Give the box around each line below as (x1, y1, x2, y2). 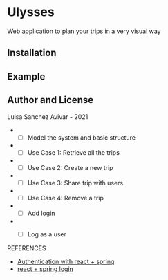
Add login (27, 209, 55, 217)
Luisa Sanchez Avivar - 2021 (7, 112, 88, 121)
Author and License (7, 94, 94, 106)
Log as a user (27, 230, 67, 239)
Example (7, 71, 46, 82)
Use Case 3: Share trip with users (27, 178, 123, 187)
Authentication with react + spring (17, 257, 115, 265)
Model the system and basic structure (27, 133, 136, 142)
